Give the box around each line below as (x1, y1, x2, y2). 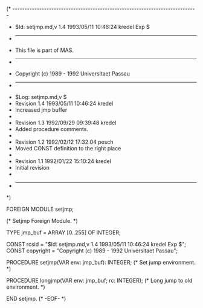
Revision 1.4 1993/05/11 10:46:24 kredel (14, 100, 114, 107)
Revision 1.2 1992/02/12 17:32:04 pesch (14, 138, 114, 146)
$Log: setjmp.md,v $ (14, 94, 67, 100)
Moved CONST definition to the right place (14, 145, 121, 152)
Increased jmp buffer (14, 106, 68, 114)
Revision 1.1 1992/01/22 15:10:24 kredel (14, 158, 112, 165)
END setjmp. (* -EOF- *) (6, 295, 66, 302)
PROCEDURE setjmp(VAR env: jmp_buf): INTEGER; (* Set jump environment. (6, 259, 196, 266)
